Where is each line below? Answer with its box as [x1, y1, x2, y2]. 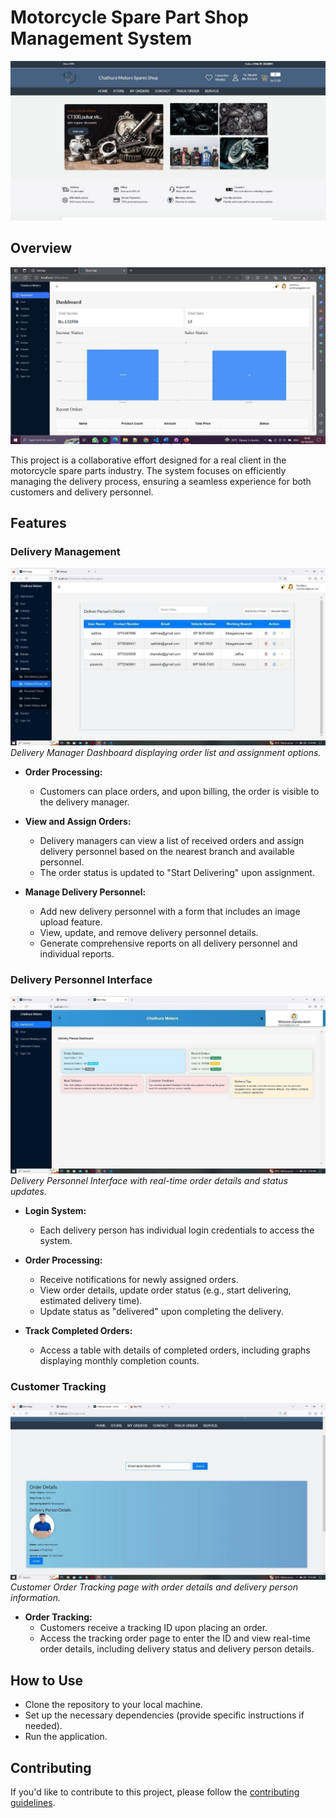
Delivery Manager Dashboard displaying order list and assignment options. [10, 746, 322, 758]
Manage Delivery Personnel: [24, 886, 147, 898]
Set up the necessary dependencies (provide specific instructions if [24, 1709, 305, 1721]
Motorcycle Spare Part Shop [10, 6, 249, 29]
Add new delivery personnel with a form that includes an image [39, 905, 301, 917]
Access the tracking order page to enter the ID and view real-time [39, 1632, 311, 1645]
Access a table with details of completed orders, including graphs [39, 1344, 311, 1356]
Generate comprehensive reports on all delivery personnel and [39, 937, 298, 949]
